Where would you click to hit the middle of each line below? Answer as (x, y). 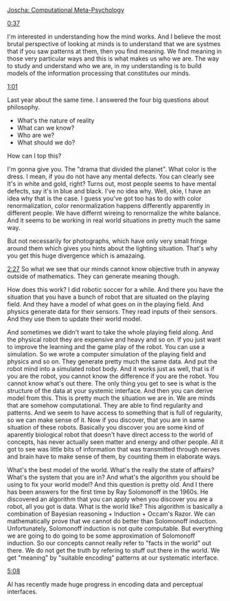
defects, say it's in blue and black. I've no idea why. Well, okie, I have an (109, 191)
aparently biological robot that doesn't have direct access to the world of (110, 434)
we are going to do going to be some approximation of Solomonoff (101, 536)
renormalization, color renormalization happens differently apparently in (109, 205)
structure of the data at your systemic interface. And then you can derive (110, 391)
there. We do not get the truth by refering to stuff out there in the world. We (114, 550)
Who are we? (36, 135)
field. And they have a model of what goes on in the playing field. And (105, 304)
